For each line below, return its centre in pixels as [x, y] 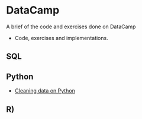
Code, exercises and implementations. [61, 38]
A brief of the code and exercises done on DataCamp [71, 27]
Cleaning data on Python [45, 91]
